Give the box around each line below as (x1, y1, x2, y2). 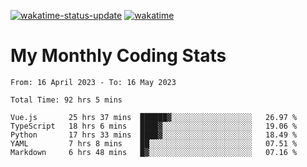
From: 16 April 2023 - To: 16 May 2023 (10, 77, 177, 87)
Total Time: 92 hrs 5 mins (10, 95, 123, 105)
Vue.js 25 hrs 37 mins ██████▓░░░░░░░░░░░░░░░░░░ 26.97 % (10, 112, 298, 122)
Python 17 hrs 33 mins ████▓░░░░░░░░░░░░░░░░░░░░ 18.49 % (10, 130, 298, 140)
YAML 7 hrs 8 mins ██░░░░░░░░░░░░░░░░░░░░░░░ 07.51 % (10, 138, 298, 149)
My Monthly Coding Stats (10, 45, 227, 67)
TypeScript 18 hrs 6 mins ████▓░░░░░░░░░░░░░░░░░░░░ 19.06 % (10, 121, 298, 131)
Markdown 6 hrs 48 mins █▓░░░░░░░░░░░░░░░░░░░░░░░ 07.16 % (10, 147, 298, 157)
